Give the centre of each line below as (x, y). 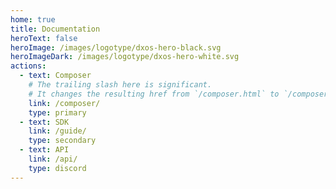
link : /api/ (53, 159)
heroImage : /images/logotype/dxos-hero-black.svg (116, 47)
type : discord (57, 168)
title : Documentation (55, 29)
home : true (33, 19)
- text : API (44, 150)
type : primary (57, 112)
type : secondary (62, 141)
